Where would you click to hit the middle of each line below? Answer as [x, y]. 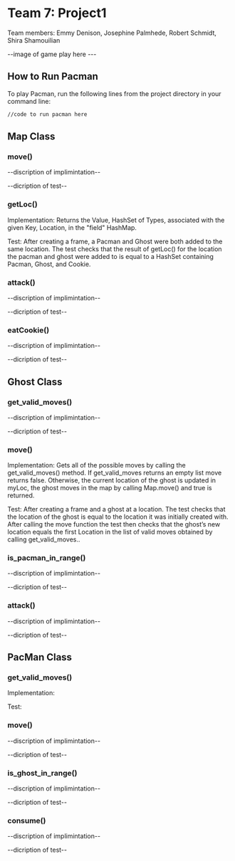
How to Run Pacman [53, 76]
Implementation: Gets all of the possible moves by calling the [97, 465]
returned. [21, 495]
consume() [27, 820]
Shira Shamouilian [34, 40]
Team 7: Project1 [57, 13]
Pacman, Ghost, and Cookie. [49, 264]
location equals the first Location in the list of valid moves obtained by [110, 532]
